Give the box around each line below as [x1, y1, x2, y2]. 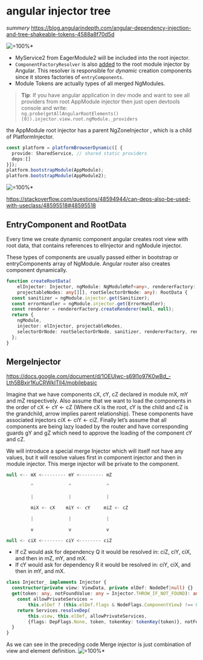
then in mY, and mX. [14, 568, 65, 575]
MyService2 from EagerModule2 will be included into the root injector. [14, 54, 190, 61]
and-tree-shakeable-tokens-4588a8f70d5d [6, 30, 115, 37]
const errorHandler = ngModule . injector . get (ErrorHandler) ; [11, 300, 166, 306]
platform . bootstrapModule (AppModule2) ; [6, 173, 107, 179]
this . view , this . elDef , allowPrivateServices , [28, 613, 147, 619]
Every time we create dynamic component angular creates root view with [6, 236, 188, 242]
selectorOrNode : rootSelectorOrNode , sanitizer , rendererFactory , [17, 328, 188, 335]
